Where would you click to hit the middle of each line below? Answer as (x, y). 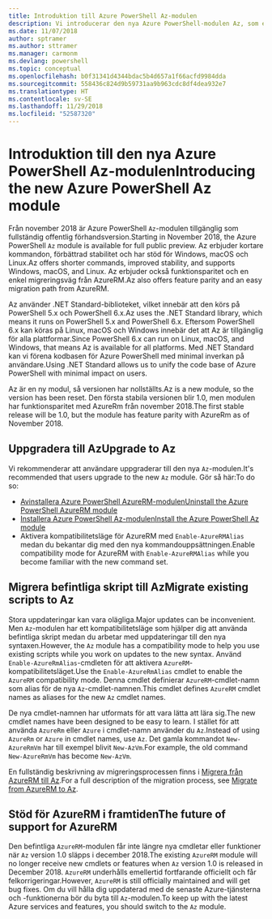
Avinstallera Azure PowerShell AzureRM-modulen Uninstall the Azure (134, 501)
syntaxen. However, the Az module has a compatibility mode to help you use (134, 645)
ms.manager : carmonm (43, 54)
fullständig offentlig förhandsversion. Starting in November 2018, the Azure (132, 237)
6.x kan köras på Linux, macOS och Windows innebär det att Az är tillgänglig (136, 330)
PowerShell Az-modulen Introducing (132, 172)
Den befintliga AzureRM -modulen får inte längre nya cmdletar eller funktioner (135, 846)
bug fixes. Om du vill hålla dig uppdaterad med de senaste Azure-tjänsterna (135, 890)
